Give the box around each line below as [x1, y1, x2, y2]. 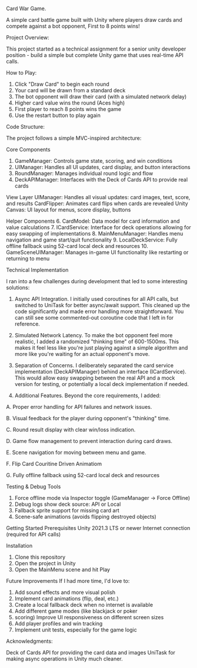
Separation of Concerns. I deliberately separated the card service [14, 362, 174, 369]
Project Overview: [6, 34, 50, 41]
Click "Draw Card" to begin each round [14, 80, 110, 88]
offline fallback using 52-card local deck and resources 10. [6, 243, 148, 249]
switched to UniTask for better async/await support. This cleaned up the [14, 302, 190, 308]
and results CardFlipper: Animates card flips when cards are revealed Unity [6, 200, 188, 207]
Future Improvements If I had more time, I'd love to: [6, 578, 130, 584]
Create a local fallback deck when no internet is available [14, 602, 153, 608]
